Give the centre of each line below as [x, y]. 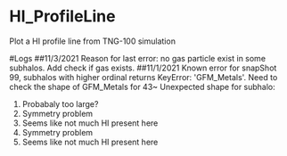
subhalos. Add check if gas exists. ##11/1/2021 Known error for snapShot [143, 68]
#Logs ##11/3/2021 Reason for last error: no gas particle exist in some [137, 58]
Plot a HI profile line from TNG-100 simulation [93, 41]
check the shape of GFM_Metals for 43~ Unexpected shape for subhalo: [143, 86]
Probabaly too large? [60, 103]
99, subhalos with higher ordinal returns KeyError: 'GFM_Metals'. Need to [143, 77]
